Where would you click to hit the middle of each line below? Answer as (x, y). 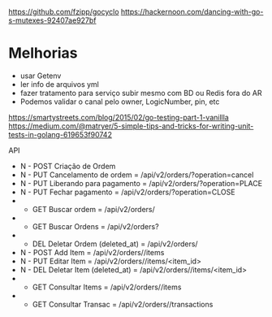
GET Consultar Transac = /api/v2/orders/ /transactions (123, 304)
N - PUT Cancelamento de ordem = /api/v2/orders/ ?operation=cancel (137, 175)
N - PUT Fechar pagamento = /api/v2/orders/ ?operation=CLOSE (127, 192)
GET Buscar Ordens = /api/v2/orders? (96, 226)
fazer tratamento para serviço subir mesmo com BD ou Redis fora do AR (141, 93)
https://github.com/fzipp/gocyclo (64, 12)
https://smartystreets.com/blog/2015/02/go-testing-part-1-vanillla (119, 117)
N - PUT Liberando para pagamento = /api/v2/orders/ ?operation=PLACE (141, 183)
